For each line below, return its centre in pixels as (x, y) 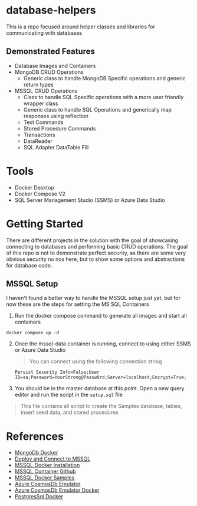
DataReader (38, 141)
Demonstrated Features (51, 52)
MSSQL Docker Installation (47, 465)
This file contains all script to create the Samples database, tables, (101, 406)
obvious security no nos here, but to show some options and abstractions (96, 259)
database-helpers (51, 10)
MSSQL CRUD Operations (46, 91)
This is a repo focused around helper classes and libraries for (81, 27)
